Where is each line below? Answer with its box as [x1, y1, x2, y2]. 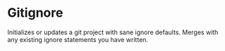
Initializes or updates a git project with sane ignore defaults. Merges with [7, 28, 219, 36]
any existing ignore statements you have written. [7, 35, 149, 43]
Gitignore [7, 5, 63, 21]
